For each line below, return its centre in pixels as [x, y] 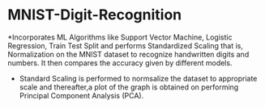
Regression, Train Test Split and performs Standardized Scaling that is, [126, 45]
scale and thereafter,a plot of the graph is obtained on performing [129, 87]
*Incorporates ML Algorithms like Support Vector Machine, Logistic [120, 37]
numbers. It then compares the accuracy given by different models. [120, 63]
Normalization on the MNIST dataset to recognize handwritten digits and [128, 54]
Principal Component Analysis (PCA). [81, 95]
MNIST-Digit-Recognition [95, 15]
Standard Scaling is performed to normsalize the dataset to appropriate [138, 78]
